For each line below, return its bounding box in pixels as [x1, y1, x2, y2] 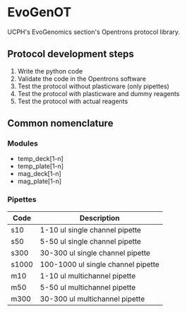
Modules [7, 138, 39, 148]
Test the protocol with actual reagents [17, 97, 128, 105]
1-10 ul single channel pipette [40, 225, 141, 235]
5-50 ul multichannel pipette [40, 282, 136, 292]
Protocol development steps [7, 48, 134, 60]
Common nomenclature [7, 117, 114, 129]
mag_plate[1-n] [17, 177, 62, 186]
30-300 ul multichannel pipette [40, 294, 145, 304]
